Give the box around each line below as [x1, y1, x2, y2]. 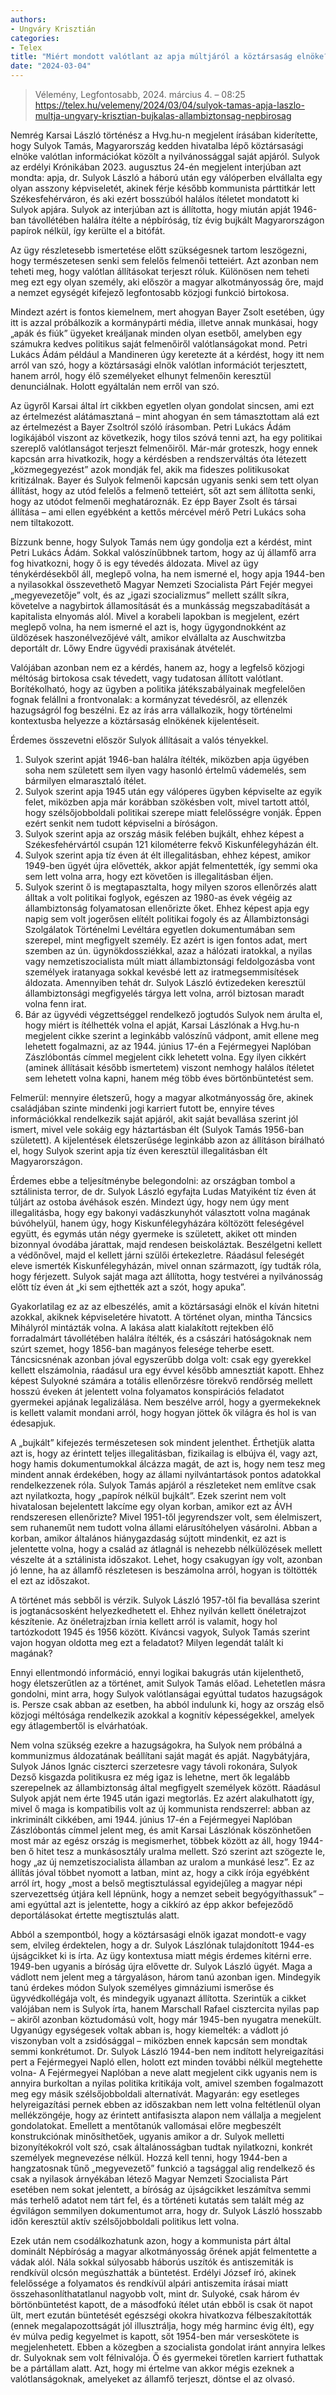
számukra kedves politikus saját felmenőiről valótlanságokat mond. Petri [10, 338, 308, 350]
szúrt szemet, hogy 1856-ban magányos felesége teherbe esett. [10, 1343, 275, 1355]
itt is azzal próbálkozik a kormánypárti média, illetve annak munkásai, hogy [10, 317, 319, 328]
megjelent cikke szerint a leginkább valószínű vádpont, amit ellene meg [24, 1030, 320, 1041]
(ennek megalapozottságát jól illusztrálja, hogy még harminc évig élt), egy [10, 2320, 315, 2331]
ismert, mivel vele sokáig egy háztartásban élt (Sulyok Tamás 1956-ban [10, 1124, 305, 1135]
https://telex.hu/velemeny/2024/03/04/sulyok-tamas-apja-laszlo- [34, 99, 305, 111]
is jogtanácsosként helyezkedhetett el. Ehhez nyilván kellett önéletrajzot [10, 1605, 307, 1616]
